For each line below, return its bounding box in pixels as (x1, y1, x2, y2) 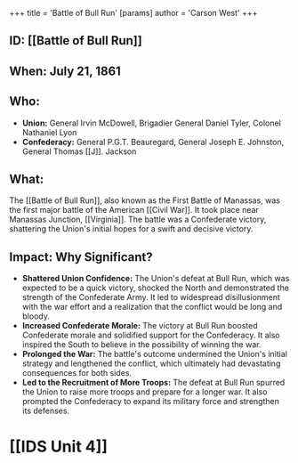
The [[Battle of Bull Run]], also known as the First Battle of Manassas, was (9, 195, 280, 206)
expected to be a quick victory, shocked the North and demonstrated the (21, 282, 289, 293)
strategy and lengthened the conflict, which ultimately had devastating (21, 358, 281, 369)
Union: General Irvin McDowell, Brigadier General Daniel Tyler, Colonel (21, 118, 282, 128)
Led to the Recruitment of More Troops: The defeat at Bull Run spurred (21, 378, 286, 388)
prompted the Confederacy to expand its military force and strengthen (21, 396, 280, 407)
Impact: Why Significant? (9, 249, 153, 264)
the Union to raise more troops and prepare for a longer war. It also (21, 386, 268, 397)
